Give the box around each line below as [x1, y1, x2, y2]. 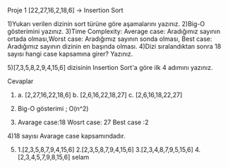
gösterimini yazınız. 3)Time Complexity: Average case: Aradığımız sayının [7, 28, 221, 35]
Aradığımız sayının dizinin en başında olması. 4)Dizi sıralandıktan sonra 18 [7, 42, 222, 50]
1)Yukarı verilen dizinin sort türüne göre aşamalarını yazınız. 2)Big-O [7, 20, 205, 28]
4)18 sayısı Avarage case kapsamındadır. [7, 132, 126, 140]
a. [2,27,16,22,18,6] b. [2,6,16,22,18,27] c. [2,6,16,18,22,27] [17, 91, 183, 99]
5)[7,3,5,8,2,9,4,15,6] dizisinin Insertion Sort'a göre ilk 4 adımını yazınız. [7, 64, 213, 71]
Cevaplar [7, 77, 34, 85]
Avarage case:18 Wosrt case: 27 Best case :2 [17, 118, 149, 126]
